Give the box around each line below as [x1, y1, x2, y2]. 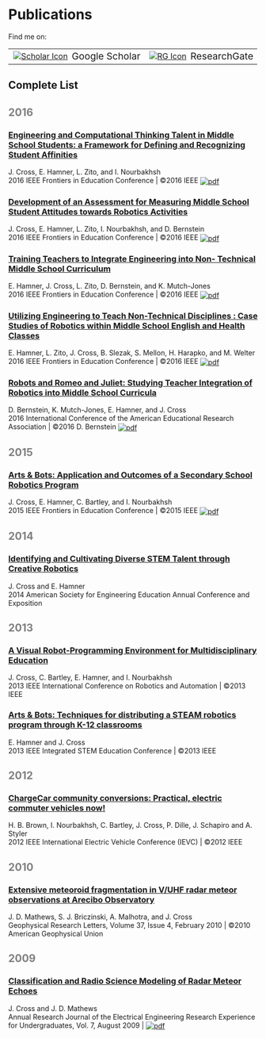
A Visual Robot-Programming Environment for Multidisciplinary [8, 645, 257, 656]
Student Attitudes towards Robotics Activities [8, 206, 188, 217]
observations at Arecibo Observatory [8, 894, 155, 905]
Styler [8, 829, 28, 838]
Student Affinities [8, 149, 78, 160]
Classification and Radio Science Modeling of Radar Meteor [8, 975, 242, 986]
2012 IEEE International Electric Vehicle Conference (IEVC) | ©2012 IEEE [8, 837, 243, 847]
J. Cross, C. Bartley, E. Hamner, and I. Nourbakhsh [8, 672, 173, 683]
